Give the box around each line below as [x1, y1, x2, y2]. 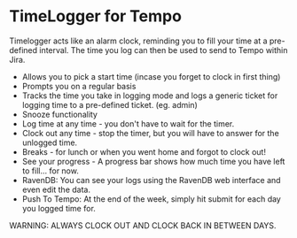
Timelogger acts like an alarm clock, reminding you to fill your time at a [9, 35, 268, 46]
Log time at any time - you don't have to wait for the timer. [21, 118, 235, 129]
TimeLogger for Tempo [9, 6, 182, 27]
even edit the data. [21, 184, 91, 195]
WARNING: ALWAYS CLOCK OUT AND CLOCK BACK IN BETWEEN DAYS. [9, 219, 277, 231]
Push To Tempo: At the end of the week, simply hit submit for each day [21, 193, 281, 204]
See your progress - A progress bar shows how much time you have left [21, 156, 285, 166]
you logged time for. [21, 203, 96, 213]
